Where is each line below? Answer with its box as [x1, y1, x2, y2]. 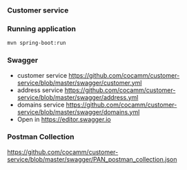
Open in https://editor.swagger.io [17, 115, 112, 123]
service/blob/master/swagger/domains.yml [17, 107, 140, 116]
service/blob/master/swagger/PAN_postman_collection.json [7, 155, 177, 163]
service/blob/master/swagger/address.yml [17, 93, 139, 101]
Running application [7, 23, 77, 33]
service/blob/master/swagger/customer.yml [17, 78, 143, 87]
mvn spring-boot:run [7, 40, 67, 47]
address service [17, 85, 63, 94]
